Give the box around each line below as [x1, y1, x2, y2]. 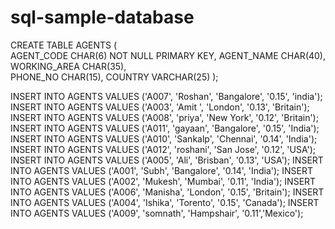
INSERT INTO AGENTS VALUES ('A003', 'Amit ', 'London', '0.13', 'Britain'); [10, 101, 310, 113]
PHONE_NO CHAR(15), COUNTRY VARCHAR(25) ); [10, 71, 219, 83]
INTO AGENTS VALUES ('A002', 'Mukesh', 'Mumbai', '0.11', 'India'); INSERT [10, 175, 317, 187]
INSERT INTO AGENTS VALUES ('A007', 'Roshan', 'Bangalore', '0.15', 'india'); [10, 90, 323, 102]
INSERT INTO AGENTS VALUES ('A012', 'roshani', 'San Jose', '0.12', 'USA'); [10, 143, 317, 155]
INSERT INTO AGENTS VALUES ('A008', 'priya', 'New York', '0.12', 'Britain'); [10, 111, 319, 123]
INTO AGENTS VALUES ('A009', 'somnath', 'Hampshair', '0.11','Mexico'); [10, 207, 304, 219]
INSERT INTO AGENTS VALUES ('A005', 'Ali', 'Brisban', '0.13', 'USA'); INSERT [10, 154, 324, 166]
